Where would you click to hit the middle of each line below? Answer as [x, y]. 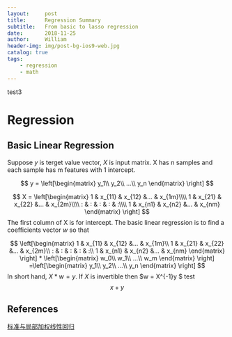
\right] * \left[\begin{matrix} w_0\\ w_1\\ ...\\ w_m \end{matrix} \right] [117, 258]
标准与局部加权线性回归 [41, 327]
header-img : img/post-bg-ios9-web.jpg [63, 46]
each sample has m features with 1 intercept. [71, 170]
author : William [37, 40]
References [33, 309]
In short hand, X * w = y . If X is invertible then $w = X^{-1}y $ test [101, 276]
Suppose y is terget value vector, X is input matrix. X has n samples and [110, 162]
